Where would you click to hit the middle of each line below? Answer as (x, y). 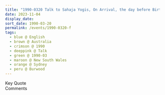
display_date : (20, 19)
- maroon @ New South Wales (38, 60)
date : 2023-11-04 (23, 14)
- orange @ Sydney (28, 64)
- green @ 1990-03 (28, 55)
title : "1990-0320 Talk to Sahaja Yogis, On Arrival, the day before (78, 10)
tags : (11, 32)
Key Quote (16, 83)
